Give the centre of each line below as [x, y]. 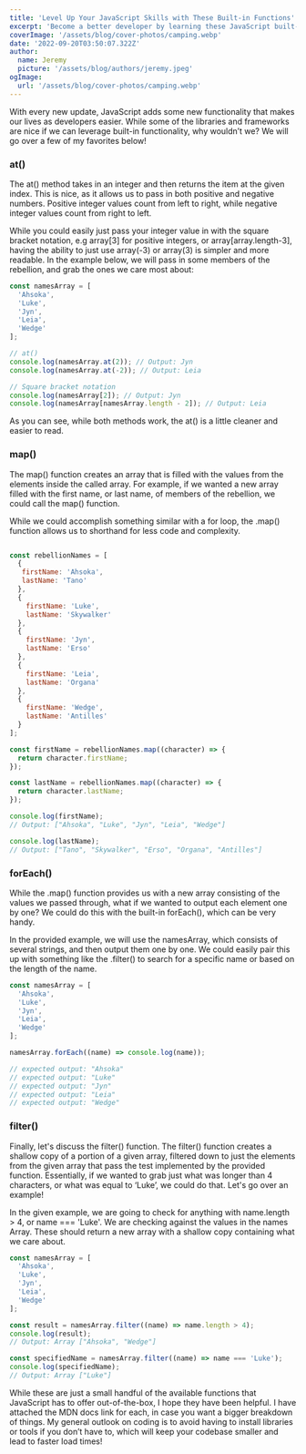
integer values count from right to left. [81, 213]
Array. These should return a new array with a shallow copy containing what [152, 1232]
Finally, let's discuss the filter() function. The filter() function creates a [141, 1146]
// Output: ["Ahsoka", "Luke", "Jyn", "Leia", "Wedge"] [117, 824]
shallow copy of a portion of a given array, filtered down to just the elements [153, 1156]
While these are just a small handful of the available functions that [133, 1393]
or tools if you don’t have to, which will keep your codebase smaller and [144, 1431]
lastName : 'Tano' [55, 581]
